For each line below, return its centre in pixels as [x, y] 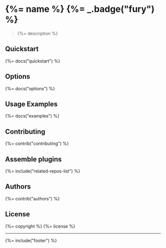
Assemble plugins [33, 159]
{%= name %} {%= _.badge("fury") [80, 9]
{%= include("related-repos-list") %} [43, 171]
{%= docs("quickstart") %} [33, 61]
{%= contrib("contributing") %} [37, 144]
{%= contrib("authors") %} [33, 198]
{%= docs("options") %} [30, 88]
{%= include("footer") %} [31, 240]
